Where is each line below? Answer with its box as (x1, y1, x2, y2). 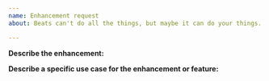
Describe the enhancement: (8, 48, 104, 58)
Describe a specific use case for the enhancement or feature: (8, 63, 219, 73)
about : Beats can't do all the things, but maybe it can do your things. (8, 19, 263, 27)
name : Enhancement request (8, 11, 99, 20)
